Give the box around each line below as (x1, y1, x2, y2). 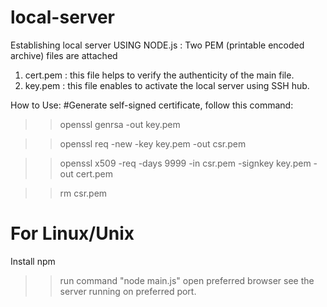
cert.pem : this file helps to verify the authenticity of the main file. (24, 69, 295, 81)
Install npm (10, 255, 56, 267)
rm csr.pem (59, 187, 108, 199)
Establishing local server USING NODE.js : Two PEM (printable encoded (10, 39, 305, 51)
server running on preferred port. (59, 285, 197, 297)
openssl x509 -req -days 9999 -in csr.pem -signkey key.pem (59, 157, 312, 169)
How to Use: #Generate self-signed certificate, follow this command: (10, 99, 294, 111)
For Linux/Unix (10, 222, 135, 245)
